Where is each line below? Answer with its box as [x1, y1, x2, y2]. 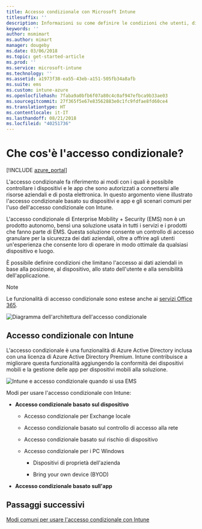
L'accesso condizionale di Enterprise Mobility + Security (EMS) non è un [6, 215, 185, 223]
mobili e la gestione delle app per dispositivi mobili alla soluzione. [6, 365, 168, 373]
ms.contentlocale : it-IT [6, 110, 69, 116]
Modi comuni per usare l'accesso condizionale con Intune [6, 516, 150, 523]
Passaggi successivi [6, 500, 85, 510]
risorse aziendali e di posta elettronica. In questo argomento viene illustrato [6, 191, 193, 199]
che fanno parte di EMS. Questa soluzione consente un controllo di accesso [6, 228, 194, 235]
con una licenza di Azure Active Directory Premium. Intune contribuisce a [6, 353, 188, 360]
